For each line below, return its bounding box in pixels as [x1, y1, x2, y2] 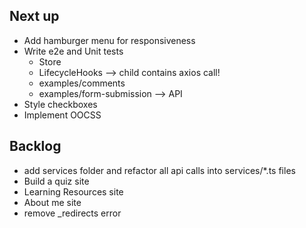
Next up [9, 8, 60, 25]
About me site [23, 196, 82, 208]
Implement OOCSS [23, 109, 102, 121]
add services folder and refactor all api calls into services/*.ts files [23, 164, 296, 176]
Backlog [9, 138, 62, 155]
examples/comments [38, 77, 126, 89]
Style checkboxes [23, 98, 98, 110]
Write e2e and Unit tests [23, 45, 124, 57]
